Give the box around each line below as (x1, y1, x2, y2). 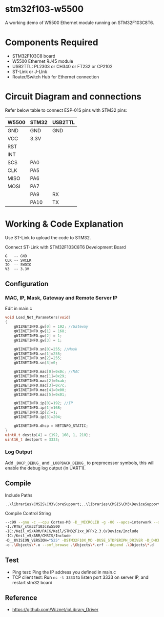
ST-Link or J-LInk (12, 69, 48, 74)
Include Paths (5, 492, 33, 498)
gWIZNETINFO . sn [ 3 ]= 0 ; (14, 360, 58, 366)
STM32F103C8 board (12, 53, 56, 59)
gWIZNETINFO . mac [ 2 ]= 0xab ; (14, 378, 67, 383)
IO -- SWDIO (5, 262, 32, 267)
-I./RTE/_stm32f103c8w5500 (5, 524, 60, 529)
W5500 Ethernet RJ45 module (12, 58, 74, 64)
